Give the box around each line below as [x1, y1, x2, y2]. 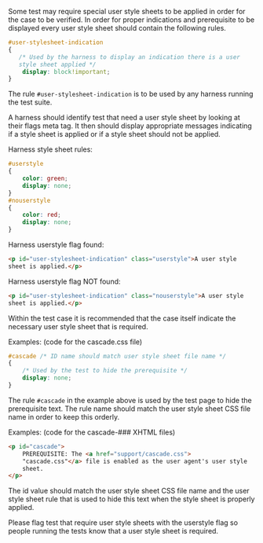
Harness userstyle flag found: [8, 240, 104, 249]
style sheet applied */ [18, 61, 97, 68]
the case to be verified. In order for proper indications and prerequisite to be [8, 15, 255, 24]
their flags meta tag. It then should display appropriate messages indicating [8, 121, 253, 130]
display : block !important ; [22, 68, 111, 75]
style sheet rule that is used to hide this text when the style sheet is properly [8, 494, 255, 504]
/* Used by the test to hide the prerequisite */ [22, 367, 188, 375]
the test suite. [8, 97, 53, 107]
